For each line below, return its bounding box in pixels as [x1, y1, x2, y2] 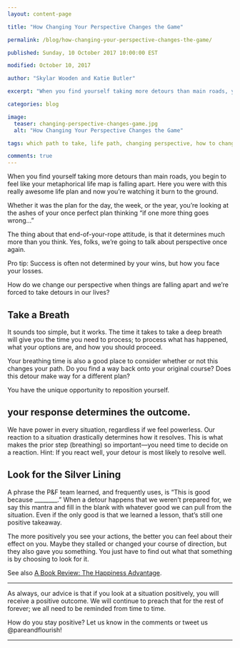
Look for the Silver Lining [7, 469, 121, 481]
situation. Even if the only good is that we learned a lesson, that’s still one [7, 510, 223, 519]
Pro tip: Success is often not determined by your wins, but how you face [7, 259, 220, 268]
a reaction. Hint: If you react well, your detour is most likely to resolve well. [7, 447, 226, 457]
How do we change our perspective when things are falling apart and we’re [7, 280, 229, 289]
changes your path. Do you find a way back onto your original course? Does [7, 364, 231, 373]
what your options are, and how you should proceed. [7, 343, 163, 351]
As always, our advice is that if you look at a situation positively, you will [7, 589, 219, 597]
